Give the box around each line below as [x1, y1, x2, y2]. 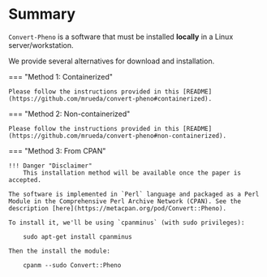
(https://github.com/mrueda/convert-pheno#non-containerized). [8, 132, 227, 140]
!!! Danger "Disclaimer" [8, 162, 93, 170]
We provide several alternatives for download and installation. [8, 56, 215, 66]
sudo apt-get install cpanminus [23, 232, 132, 240]
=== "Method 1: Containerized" [8, 71, 114, 81]
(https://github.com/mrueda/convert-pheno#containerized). [8, 94, 213, 102]
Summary [8, 5, 75, 24]
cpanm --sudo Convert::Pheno [23, 261, 122, 269]
